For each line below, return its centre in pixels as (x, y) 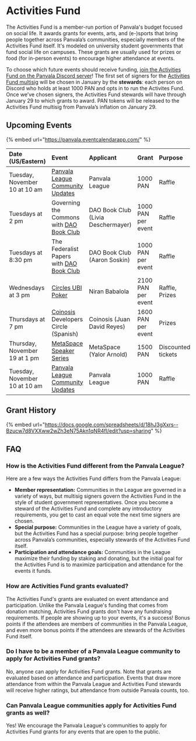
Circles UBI (67, 287)
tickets (168, 354)
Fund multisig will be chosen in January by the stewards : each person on (94, 82)
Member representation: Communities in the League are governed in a (100, 490)
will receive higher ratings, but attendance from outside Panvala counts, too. (98, 690)
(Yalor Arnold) (108, 354)
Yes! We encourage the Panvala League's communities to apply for (87, 726)
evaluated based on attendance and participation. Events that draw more (94, 678)
